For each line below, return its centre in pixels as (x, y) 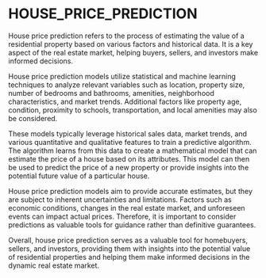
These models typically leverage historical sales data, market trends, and (128, 133)
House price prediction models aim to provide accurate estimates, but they (130, 191)
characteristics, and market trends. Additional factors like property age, (125, 101)
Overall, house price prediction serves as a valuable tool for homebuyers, (128, 240)
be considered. (33, 118)
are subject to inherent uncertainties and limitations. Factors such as (120, 200)
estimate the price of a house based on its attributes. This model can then (129, 158)
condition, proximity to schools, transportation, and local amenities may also (133, 110)
